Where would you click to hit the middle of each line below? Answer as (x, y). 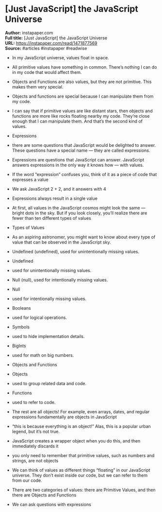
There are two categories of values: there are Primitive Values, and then (84, 490)
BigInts (19, 346)
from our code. (27, 480)
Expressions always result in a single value (55, 198)
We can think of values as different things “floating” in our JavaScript (81, 470)
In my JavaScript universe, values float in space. (60, 57)
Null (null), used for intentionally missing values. (60, 280)
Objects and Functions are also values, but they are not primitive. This (82, 82)
